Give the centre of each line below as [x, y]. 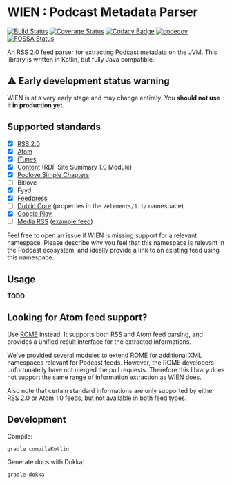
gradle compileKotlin [38, 449]
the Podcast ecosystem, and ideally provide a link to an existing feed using [113, 250]
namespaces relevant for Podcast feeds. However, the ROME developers [110, 362]
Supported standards [54, 127]
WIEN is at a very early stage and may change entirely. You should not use [114, 98]
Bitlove [27, 182]
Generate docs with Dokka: [46, 461]
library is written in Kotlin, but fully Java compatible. [81, 59]
